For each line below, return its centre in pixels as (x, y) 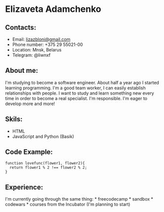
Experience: (24, 187)
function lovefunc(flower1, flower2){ (45, 163)
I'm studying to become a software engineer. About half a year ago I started (82, 82)
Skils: (14, 119)
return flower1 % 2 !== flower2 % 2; (48, 168)
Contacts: (21, 27)
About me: (22, 71)
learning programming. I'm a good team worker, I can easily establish (75, 88)
